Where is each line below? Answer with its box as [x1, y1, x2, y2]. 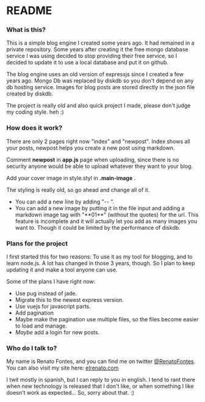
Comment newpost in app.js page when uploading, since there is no [6, 156, 179, 163]
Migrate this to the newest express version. [15, 296, 124, 304]
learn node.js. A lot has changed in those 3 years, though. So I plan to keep [6, 260, 195, 267]
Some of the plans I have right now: [6, 278, 96, 285]
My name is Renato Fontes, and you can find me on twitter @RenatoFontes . [6, 358, 196, 365]
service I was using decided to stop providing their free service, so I [6, 53, 178, 60]
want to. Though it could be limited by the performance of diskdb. [15, 224, 181, 231]
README [6, 4, 52, 18]
